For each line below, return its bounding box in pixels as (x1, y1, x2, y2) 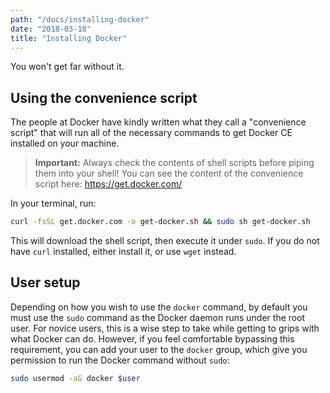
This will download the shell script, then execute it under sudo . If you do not (10, 235, 320, 247)
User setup (10, 274, 81, 291)
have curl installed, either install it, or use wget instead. (10, 246, 237, 258)
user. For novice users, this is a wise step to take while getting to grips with (10, 322, 320, 334)
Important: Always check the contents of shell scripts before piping (34, 157, 315, 169)
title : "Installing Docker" (10, 33, 128, 43)
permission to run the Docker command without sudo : (10, 354, 230, 366)
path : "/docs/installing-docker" (10, 14, 150, 25)
